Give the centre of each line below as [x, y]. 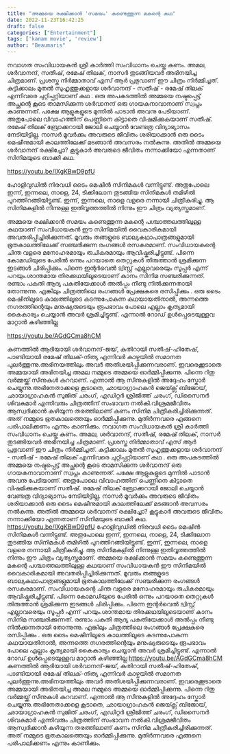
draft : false [26, 26]
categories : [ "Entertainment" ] [52, 33]
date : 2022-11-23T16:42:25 [46, 20]
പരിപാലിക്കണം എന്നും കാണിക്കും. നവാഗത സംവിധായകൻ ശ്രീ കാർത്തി [108, 426]
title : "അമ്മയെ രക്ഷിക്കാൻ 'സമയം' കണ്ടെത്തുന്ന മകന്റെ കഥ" [91, 13]
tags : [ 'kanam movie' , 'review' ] [55, 39]
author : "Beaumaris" [37, 45]
